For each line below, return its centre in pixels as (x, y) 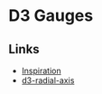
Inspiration (41, 70)
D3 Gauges (51, 16)
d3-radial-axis (48, 80)
